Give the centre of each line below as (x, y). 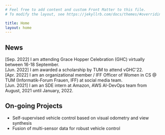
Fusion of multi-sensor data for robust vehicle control (66, 128)
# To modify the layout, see (35, 14)
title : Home (17, 23)
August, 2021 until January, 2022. (39, 91)
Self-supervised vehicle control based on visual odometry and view (80, 118)
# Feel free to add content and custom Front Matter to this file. (76, 10)
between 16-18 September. (32, 65)
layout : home (18, 27)
